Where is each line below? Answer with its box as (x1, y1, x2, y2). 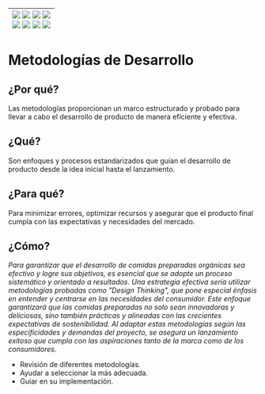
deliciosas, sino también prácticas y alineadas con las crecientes (8, 311, 222, 320)
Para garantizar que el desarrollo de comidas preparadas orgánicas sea (8, 260, 245, 270)
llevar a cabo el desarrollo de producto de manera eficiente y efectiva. (8, 112, 237, 121)
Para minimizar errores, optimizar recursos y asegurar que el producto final (8, 208, 254, 218)
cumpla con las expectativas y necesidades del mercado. (8, 217, 195, 226)
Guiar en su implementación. (19, 377, 114, 386)
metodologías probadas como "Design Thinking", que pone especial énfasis (8, 286, 257, 295)
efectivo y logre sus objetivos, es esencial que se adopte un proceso (8, 269, 233, 278)
